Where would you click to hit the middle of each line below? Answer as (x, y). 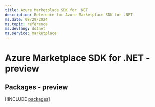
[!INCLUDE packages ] (28, 99)
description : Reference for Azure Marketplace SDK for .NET (69, 15)
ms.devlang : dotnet (25, 29)
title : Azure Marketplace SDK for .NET (47, 10)
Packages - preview (37, 87)
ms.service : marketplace (31, 33)
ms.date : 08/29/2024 (27, 19)
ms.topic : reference (27, 24)
